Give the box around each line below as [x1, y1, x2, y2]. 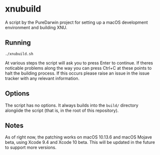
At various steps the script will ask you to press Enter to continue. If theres [5, 60, 153, 66]
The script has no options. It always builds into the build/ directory [5, 102, 139, 108]
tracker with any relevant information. [5, 75, 80, 81]
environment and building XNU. [5, 24, 68, 30]
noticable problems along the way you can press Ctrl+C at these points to [5, 65, 152, 71]
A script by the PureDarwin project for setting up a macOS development [5, 19, 148, 25]
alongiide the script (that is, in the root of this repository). [5, 108, 119, 113]
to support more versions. [5, 144, 57, 151]
